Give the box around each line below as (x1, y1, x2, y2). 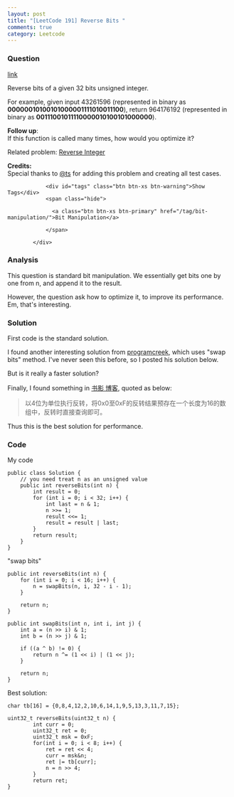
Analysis (7, 255, 39, 265)
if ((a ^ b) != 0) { (20, 645, 81, 653)
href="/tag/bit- (159, 208, 208, 215)
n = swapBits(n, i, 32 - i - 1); (33, 583, 132, 590)
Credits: (7, 161, 32, 170)
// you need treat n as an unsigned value (20, 476, 148, 483)
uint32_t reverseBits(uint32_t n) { (7, 715, 116, 722)
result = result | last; (45, 520, 119, 527)
